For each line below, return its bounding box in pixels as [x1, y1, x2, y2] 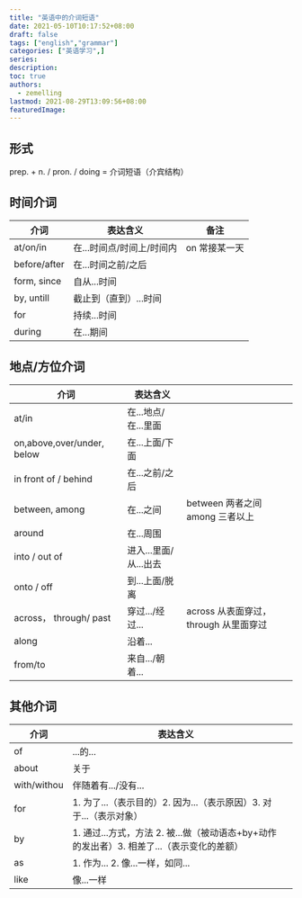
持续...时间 [73, 309, 117, 321]
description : [9, 64, 58, 73]
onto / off [13, 580, 53, 593]
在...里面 [127, 419, 162, 432]
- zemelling [17, 88, 63, 97]
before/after [13, 257, 65, 270]
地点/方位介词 [9, 359, 85, 374]
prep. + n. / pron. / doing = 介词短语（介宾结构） [9, 166, 189, 177]
